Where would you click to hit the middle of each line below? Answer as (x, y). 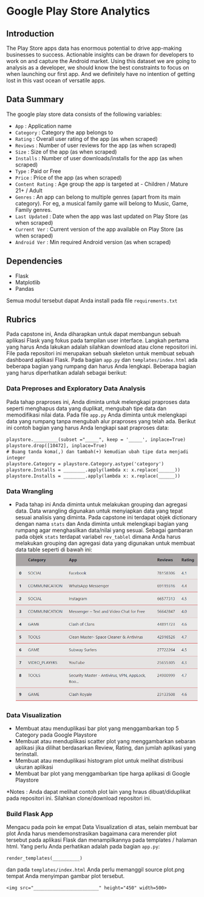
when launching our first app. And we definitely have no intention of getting (101, 74)
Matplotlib (28, 282)
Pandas (25, 288)
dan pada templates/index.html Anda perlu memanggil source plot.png (96, 870)
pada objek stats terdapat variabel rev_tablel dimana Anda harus (98, 537)
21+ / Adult (29, 190)
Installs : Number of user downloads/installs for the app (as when (99, 158)
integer (16, 458)
